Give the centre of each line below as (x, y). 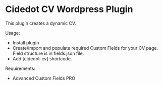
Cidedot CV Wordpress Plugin (69, 9)
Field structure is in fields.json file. (48, 53)
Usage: (13, 33)
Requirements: (20, 68)
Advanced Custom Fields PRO (44, 78)
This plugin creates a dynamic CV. (41, 23)
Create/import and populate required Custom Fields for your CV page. (85, 48)
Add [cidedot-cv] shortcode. (42, 58)
